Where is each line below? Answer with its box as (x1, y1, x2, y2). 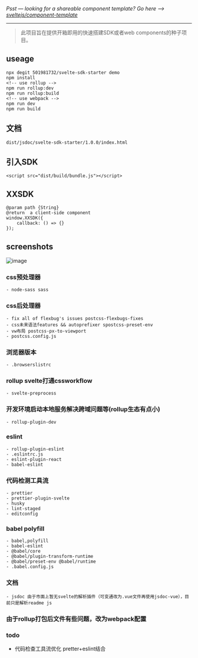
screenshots (6, 241, 54, 251)
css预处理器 (6, 273, 41, 281)
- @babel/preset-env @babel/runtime (6, 559, 96, 565)
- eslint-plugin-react (6, 456, 62, 462)
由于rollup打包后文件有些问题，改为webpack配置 (6, 615, 147, 623)
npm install (6, 75, 35, 80)
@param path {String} (6, 205, 60, 211)
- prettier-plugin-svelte (6, 495, 70, 502)
